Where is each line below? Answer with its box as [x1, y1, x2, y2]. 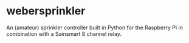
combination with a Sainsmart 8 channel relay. [6, 30, 122, 37]
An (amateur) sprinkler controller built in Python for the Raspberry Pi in [6, 24, 184, 31]
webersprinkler [6, 4, 86, 18]
